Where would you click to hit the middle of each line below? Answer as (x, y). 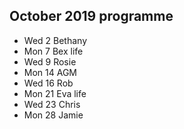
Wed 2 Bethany (55, 40)
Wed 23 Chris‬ (52, 104)
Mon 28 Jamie (53, 115)
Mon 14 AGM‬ (50, 72)
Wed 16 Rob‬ (48, 83)
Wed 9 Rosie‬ (50, 61)
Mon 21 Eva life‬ (55, 93)
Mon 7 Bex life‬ (53, 51)
